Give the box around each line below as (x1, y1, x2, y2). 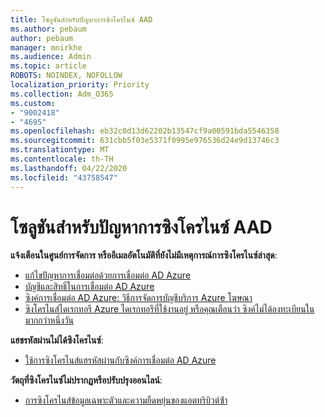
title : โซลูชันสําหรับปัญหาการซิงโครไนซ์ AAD (10, 14, 153, 25)
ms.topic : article (10, 61, 87, 71)
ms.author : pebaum (10, 24, 87, 34)
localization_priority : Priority (10, 80, 150, 90)
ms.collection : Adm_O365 (10, 89, 114, 99)
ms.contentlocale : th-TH (10, 154, 114, 164)
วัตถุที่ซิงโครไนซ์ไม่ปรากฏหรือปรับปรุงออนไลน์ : (10, 374, 163, 386)
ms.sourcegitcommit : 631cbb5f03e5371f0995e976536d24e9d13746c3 (10, 136, 280, 146)
